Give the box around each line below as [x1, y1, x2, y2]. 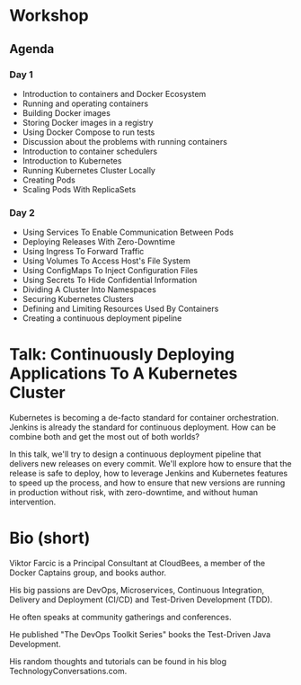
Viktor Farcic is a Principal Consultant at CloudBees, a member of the [9, 558, 266, 569]
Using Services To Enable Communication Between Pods [22, 227, 234, 238]
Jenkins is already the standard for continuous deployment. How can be [9, 422, 277, 432]
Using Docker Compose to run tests [22, 127, 155, 138]
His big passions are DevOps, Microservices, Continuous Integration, [9, 585, 265, 596]
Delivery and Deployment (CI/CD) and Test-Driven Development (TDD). [9, 594, 273, 605]
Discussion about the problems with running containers [22, 136, 227, 147]
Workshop [9, 5, 89, 26]
